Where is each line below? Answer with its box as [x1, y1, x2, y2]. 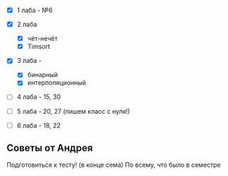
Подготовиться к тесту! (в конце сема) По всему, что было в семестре [6, 160, 222, 169]
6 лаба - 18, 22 [16, 121, 61, 129]
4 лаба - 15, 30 [16, 93, 61, 101]
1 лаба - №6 [16, 6, 53, 14]
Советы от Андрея [6, 142, 93, 154]
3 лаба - [16, 57, 42, 65]
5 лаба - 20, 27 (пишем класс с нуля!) [16, 107, 131, 115]
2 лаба [16, 20, 37, 29]
